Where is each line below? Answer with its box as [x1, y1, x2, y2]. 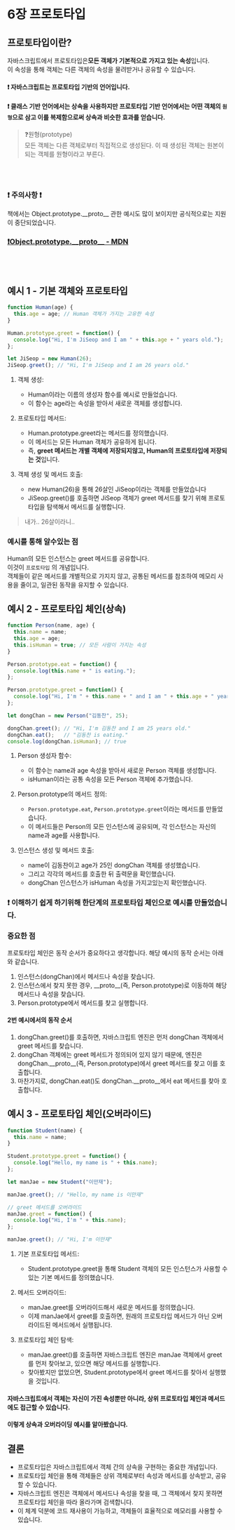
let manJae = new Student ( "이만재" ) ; [7, 1178, 113, 1185]
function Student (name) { [7, 1127, 83, 1134]
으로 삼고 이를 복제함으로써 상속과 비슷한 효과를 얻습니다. [11, 113, 166, 121]
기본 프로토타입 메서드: [17, 1250, 80, 1258]
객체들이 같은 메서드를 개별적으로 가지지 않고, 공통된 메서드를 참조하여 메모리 [7, 571, 217, 580]
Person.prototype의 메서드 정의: [17, 790, 107, 799]
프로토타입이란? [7, 36, 72, 48]
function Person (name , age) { [7, 622, 96, 629]
